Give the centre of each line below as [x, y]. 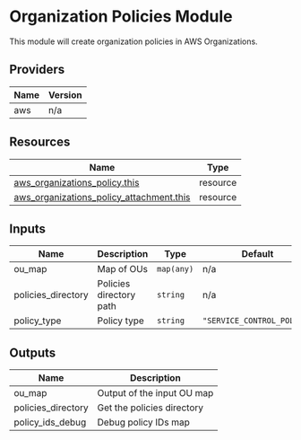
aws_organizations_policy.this [77, 182]
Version [65, 94]
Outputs [33, 352]
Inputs [28, 229]
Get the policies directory [150, 408]
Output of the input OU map [155, 393]
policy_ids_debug [50, 422]
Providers [37, 70]
